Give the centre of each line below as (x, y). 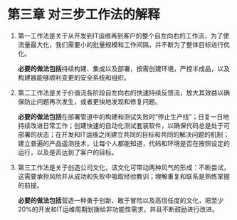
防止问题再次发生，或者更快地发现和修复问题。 (93, 101)
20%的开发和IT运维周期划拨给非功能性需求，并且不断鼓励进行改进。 (118, 209)
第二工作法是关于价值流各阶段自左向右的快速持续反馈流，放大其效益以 (121, 93)
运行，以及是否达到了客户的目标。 (68, 152)
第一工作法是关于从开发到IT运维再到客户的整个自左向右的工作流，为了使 (123, 36)
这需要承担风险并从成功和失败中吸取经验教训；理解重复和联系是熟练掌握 (123, 176)
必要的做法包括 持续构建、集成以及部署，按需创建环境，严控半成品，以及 (123, 68)
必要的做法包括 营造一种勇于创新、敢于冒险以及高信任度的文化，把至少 (121, 200)
